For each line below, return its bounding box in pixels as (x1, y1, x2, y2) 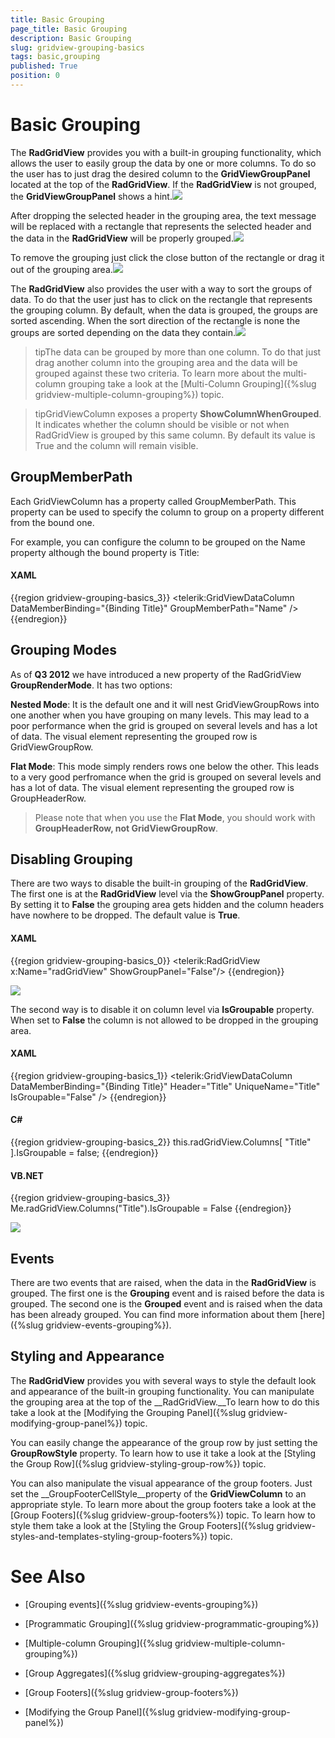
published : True (10, 61, 78, 71)
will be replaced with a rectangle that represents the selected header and (10, 220, 312, 232)
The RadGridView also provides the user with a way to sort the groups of (10, 282, 313, 295)
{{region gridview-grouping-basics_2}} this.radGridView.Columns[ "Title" (10, 1136, 312, 1148)
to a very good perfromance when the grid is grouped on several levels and (10, 771, 322, 783)
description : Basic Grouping (10, 33, 132, 43)
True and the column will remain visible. (34, 439, 199, 451)
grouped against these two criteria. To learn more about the (34, 367, 282, 379)
